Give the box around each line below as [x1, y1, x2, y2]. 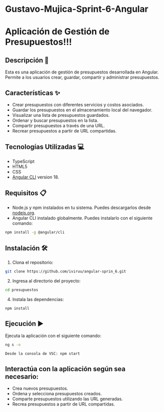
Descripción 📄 [5, 56, 49, 65]
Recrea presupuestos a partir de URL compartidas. [12, 401, 115, 407]
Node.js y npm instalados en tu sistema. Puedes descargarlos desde [12, 205, 151, 210]
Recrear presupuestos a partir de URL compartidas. [12, 128, 117, 134]
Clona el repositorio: [12, 260, 54, 266]
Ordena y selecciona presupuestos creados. [12, 391, 102, 397]
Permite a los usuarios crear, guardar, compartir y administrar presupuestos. [5, 74, 160, 80]
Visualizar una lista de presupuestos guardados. [12, 112, 110, 118]
